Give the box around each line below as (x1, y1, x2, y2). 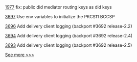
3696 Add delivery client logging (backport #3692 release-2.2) (5, 23, 132, 29)
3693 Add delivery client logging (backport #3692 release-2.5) (5, 42, 132, 48)
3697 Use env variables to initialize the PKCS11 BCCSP (5, 14, 115, 19)
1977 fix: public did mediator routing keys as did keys (5, 4, 112, 10)
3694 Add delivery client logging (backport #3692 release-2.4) (5, 33, 133, 38)
